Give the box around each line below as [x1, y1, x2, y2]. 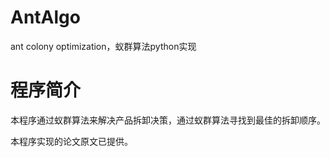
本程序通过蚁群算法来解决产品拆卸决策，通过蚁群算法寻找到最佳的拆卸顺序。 [10, 114, 326, 126]
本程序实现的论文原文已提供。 [10, 135, 133, 147]
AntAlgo [10, 6, 81, 29]
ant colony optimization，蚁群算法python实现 [10, 40, 197, 52]
